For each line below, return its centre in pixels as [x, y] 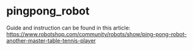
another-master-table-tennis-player [51, 40]
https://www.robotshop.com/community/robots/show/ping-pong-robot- [97, 34]
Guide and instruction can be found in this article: [68, 28]
